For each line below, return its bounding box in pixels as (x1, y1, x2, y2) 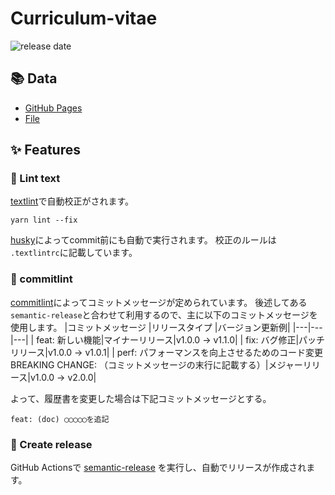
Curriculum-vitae (10, 7, 158, 30)
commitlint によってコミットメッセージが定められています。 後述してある (10, 296, 308, 308)
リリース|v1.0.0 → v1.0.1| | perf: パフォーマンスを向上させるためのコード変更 (10, 346, 323, 358)
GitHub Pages (24, 102, 83, 114)
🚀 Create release (10, 437, 93, 451)
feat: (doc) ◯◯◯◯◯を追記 (10, 414, 110, 424)
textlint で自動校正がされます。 (10, 195, 135, 207)
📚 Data (10, 70, 58, 87)
